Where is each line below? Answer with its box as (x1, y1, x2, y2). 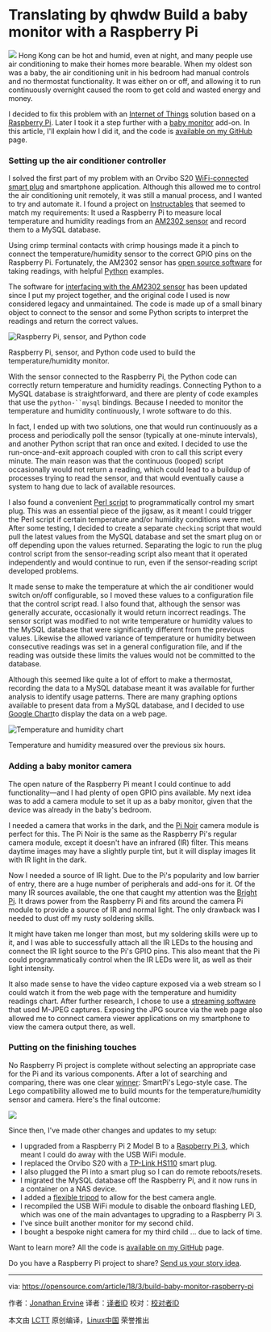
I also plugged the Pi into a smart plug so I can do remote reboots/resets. (19, 1166, 263, 1176)
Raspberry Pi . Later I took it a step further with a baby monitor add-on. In (8, 117, 250, 127)
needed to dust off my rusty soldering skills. (8, 913, 155, 922)
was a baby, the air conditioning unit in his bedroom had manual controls (8, 67, 250, 78)
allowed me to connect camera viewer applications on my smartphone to (8, 1013, 250, 1023)
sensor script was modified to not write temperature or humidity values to (8, 616, 253, 626)
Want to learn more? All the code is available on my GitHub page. (8, 1242, 224, 1252)
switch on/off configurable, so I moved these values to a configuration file (8, 590, 254, 600)
